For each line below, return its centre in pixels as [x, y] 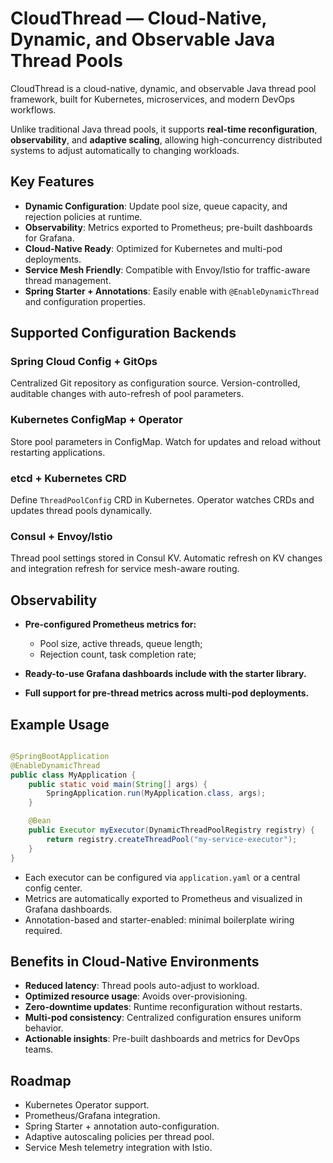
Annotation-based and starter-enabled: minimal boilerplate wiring [159, 919]
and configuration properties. [85, 301]
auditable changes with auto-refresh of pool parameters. [127, 394]
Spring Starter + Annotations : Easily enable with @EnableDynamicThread [172, 291]
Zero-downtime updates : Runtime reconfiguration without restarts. [163, 1007]
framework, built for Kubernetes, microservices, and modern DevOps [152, 99]
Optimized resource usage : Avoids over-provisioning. [136, 996]
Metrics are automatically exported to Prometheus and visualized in [163, 898]
